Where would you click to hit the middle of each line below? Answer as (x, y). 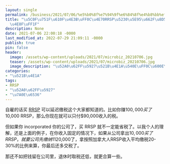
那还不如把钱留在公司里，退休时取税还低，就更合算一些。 (65, 156)
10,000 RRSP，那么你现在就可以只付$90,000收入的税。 (63, 116)
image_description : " (33, 66)
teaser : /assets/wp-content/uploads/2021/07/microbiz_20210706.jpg (82, 62)
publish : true (20, 43)
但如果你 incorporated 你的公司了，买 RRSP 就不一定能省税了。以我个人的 (82, 127)
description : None (25, 29)
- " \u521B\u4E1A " (24, 76)
